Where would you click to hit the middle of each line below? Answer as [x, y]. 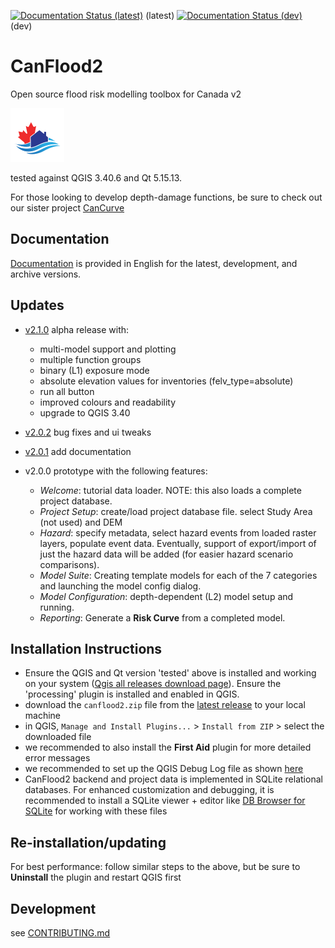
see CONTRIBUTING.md [60, 933]
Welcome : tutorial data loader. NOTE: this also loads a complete [170, 490]
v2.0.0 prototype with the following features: [116, 471]
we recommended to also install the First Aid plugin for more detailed [168, 747]
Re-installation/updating [88, 842]
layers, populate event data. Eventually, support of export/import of [178, 543]
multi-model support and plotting [108, 349]
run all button [67, 391]
